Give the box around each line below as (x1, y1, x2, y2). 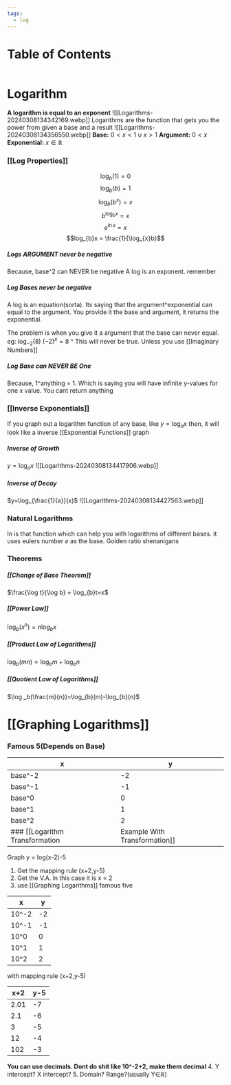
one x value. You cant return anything (7, 387, 113, 395)
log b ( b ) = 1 (100, 184, 131, 194)
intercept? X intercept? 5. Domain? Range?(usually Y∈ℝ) (7, 1071, 167, 1079)
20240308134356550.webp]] (7, 130, 91, 139)
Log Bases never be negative (7, 283, 92, 291)
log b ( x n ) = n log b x (7, 622, 57, 632)
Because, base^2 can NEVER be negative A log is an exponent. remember (7, 267, 217, 275)
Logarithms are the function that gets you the (91, 116, 220, 124)
